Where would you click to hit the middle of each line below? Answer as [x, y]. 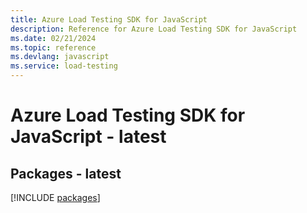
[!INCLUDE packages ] [55, 197]
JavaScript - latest [88, 137]
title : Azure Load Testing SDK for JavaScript [109, 19]
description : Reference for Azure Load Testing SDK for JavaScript [154, 29]
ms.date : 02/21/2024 [53, 38]
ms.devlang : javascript [60, 57]
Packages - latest [66, 173]
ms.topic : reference [53, 47]
